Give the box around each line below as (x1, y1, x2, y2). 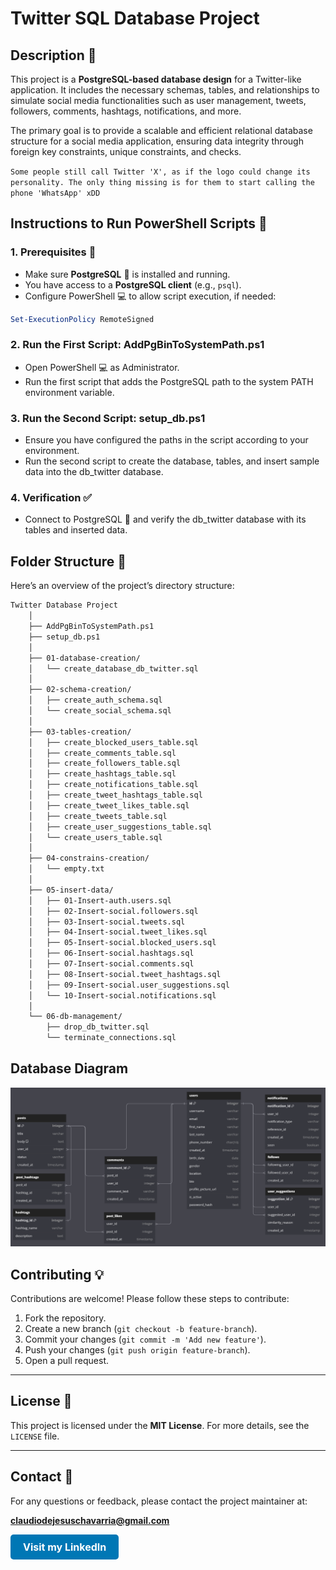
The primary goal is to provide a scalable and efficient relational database (10, 125, 313, 136)
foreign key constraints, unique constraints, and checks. (10, 146, 242, 157)
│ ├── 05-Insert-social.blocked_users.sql (28, 938, 217, 948)
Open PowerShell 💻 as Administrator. (24, 361, 180, 373)
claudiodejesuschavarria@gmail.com (10, 1514, 170, 1526)
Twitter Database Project (10, 600, 118, 611)
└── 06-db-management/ (28, 1012, 123, 1022)
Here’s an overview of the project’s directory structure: (10, 580, 235, 592)
